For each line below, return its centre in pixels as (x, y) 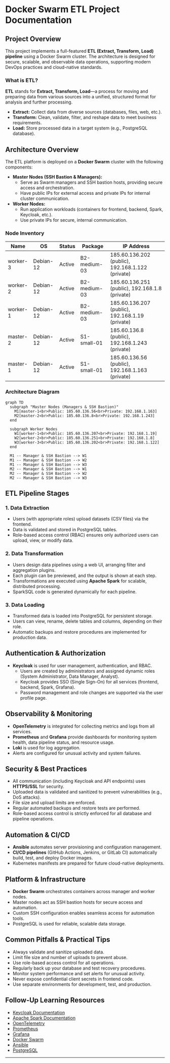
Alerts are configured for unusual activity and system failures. (77, 753)
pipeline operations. (33, 819)
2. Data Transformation (34, 554)
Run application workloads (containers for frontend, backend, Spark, (92, 210)
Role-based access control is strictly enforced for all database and (82, 813)
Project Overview (33, 39)
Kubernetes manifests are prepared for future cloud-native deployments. (88, 863)
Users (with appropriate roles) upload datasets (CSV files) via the (80, 519)
